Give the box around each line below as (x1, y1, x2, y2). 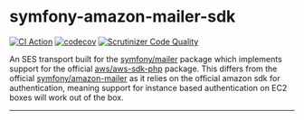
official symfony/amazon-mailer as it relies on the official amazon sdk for (9, 72, 280, 83)
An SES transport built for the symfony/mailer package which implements (9, 53, 282, 64)
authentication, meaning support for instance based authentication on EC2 (9, 82, 288, 93)
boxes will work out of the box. (9, 92, 124, 103)
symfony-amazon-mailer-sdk (9, 6, 236, 27)
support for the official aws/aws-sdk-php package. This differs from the (9, 63, 278, 74)
